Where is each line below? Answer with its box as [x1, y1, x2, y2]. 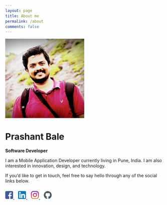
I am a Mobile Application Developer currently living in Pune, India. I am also [5, 158, 162, 164]
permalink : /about [5, 19, 44, 24]
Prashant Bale [5, 131, 65, 143]
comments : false [5, 24, 39, 29]
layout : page [5, 8, 33, 13]
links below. [5, 178, 30, 184]
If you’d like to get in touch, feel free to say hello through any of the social [5, 173, 157, 179]
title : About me [5, 13, 39, 19]
